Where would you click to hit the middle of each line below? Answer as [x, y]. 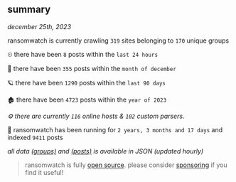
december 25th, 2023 [39, 26]
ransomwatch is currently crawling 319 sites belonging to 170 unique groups [118, 41]
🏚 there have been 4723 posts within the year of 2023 [87, 100]
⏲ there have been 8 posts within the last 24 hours [83, 54]
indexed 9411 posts [35, 137]
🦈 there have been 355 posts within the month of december [92, 68]
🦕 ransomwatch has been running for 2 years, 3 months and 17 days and [115, 129]
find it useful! [44, 172]
